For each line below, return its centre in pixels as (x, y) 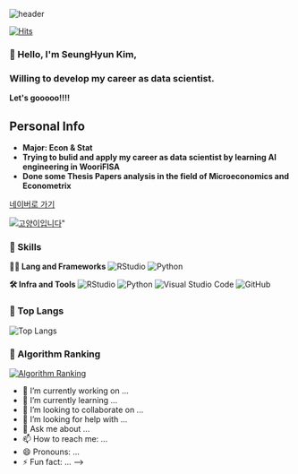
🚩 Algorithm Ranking (55, 354)
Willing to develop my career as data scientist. (112, 78)
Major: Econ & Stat (57, 148)
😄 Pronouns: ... (51, 452)
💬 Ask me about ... (56, 428)
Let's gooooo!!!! (39, 98)
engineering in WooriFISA (71, 167)
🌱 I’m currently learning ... (70, 400)
